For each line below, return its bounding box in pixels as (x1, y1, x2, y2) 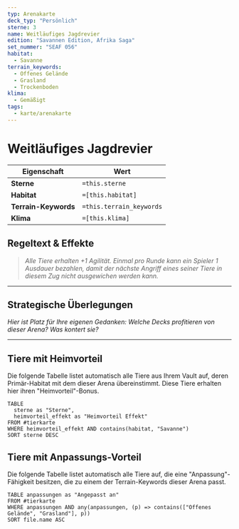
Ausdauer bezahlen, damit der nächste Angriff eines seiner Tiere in (24, 264, 223, 272)
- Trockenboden (14, 83, 59, 91)
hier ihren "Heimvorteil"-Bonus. (7, 386, 100, 396)
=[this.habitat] (81, 190, 137, 199)
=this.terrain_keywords (81, 202, 162, 210)
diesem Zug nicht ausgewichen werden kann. (24, 272, 159, 280)
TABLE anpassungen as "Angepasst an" (7, 491, 119, 498)
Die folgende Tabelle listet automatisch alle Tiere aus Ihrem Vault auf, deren (7, 371, 229, 380)
